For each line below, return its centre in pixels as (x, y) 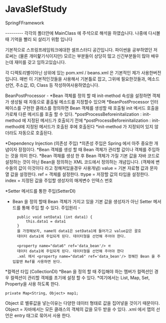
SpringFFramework (25, 23)
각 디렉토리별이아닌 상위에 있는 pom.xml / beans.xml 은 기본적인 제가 (73, 72)
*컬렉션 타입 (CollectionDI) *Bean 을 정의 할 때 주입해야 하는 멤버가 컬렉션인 (79, 271)
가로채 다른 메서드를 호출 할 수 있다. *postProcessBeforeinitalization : (74, 114)
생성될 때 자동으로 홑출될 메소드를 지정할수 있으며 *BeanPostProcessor (80, 102)
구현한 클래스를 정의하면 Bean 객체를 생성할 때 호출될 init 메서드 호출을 (90, 108)
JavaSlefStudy (36, 9)
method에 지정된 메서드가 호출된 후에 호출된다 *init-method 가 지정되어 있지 (79, 126)
